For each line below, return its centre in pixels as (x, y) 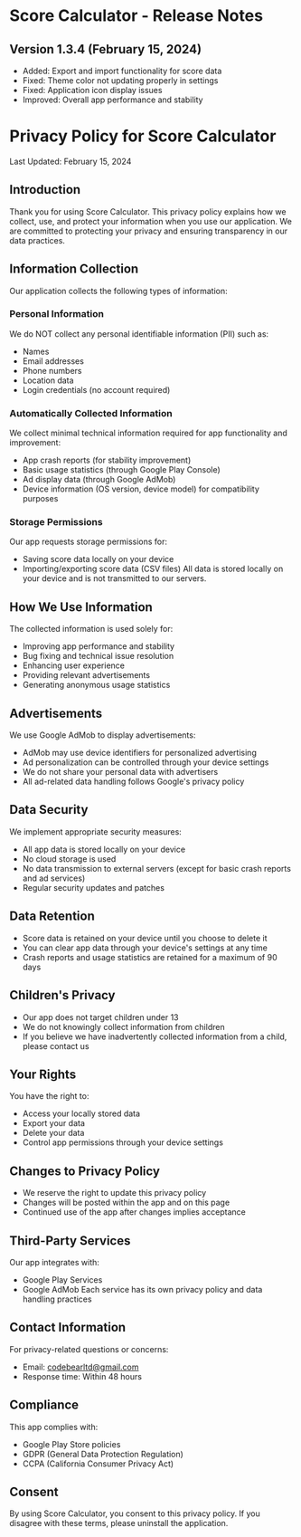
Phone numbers (52, 370)
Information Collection (74, 269)
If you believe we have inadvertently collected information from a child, (155, 1036)
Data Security (49, 810)
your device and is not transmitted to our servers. (114, 578)
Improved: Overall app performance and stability (113, 100)
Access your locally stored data (81, 1113)
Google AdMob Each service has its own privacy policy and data (142, 1289)
